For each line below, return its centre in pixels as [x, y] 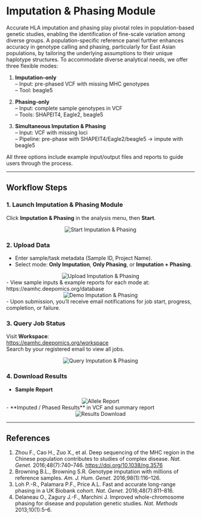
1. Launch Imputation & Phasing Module [65, 205]
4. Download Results [37, 376]
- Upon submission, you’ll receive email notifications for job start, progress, [99, 301]
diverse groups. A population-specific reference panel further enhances [95, 40]
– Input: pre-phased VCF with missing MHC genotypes [82, 84]
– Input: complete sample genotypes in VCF [68, 108]
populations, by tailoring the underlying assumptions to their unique [89, 53]
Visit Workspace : [28, 336]
